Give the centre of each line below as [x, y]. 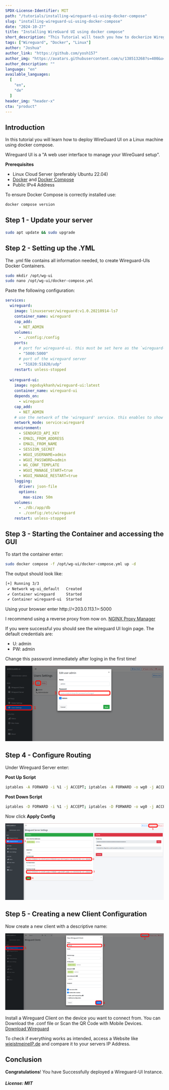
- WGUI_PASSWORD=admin [42, 460]
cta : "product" [21, 106]
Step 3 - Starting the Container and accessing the [84, 534]
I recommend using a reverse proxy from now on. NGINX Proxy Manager [80, 619]
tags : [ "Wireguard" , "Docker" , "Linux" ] [48, 43]
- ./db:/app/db [34, 508]
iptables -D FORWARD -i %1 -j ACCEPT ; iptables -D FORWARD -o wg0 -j [80, 807]
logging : [23, 481]
